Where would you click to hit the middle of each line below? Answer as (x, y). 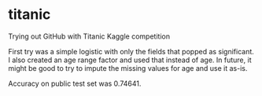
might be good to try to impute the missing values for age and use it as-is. (128, 68)
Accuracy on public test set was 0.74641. (75, 83)
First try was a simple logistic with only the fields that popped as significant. (131, 51)
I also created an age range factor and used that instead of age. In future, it (130, 60)
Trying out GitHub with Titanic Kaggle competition (89, 36)
